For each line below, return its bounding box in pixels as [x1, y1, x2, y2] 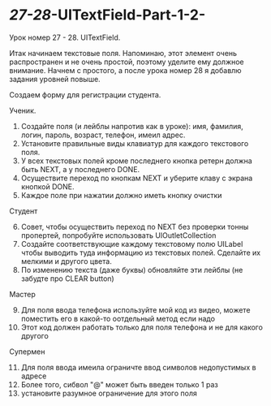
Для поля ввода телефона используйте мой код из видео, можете [20, 304, 251, 314]
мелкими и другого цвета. [20, 256, 112, 266]
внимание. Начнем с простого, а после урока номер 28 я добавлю [9, 65, 242, 75]
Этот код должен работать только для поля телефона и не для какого [20, 322, 263, 332]
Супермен [9, 347, 45, 356]
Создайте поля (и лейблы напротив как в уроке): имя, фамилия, [20, 121, 244, 131]
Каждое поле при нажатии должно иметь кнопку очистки [20, 190, 222, 200]
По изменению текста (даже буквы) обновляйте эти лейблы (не [20, 265, 243, 274]
